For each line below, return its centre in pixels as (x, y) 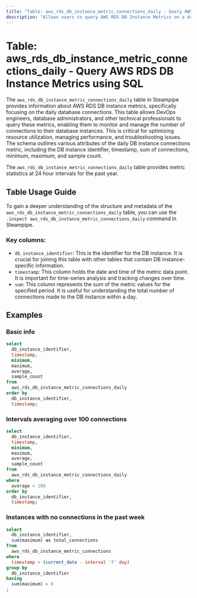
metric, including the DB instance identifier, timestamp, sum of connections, (98, 150)
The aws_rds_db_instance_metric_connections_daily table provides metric (96, 167)
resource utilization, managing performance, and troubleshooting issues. (94, 137)
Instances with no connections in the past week (75, 518)
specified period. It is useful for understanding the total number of (94, 290)
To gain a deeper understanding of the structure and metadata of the (89, 206)
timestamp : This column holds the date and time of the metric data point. (101, 271)
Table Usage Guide (41, 192)
